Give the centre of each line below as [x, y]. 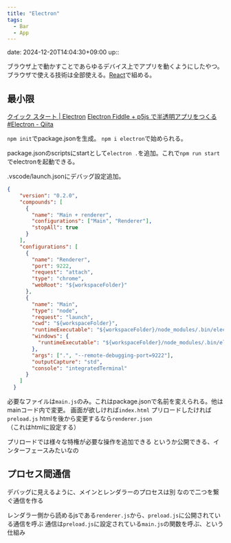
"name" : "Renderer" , [61, 259]
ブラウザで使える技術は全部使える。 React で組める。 [81, 75]
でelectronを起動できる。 [43, 162]
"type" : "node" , [55, 311]
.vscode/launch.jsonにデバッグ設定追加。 [66, 177]
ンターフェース [28, 450]
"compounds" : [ [41, 202]
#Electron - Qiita [30, 124]
